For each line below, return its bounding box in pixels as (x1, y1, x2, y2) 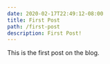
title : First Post (7, 17, 60, 24)
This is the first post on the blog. (7, 49, 100, 57)
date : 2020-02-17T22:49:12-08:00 (7, 10, 104, 17)
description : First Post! (7, 29, 82, 37)
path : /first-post (7, 23, 60, 30)
